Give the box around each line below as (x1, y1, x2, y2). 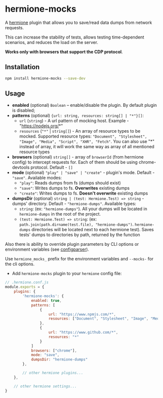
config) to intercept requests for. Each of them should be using (12, 159, 138, 165)
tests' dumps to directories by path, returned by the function (19, 232, 141, 238)
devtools (12, 164, 30, 170)
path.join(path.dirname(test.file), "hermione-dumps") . (19, 221, 134, 227)
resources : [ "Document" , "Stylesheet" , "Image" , (48, 316, 149, 321)
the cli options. (5, 261, 35, 267)
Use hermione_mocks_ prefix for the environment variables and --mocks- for (5, 256, 154, 262)
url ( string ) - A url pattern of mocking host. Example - (19, 118, 129, 124)
